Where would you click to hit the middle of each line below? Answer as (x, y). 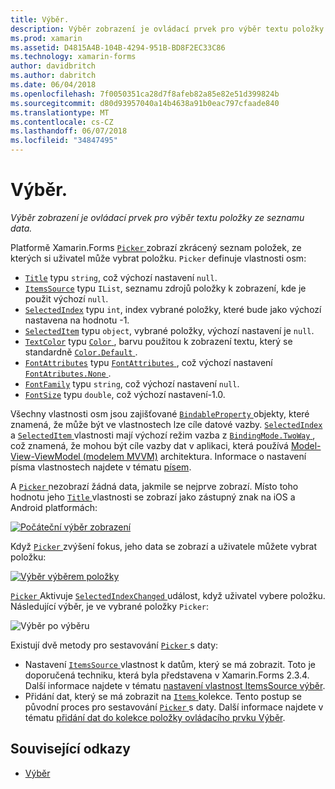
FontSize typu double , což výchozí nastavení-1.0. (125, 394)
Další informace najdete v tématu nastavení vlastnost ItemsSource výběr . (175, 685)
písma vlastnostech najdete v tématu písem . (101, 467)
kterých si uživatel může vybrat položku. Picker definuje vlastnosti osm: (158, 258)
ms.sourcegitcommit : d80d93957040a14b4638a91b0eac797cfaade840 (145, 103)
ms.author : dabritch (53, 76)
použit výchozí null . (66, 298)
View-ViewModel (45, 456)
